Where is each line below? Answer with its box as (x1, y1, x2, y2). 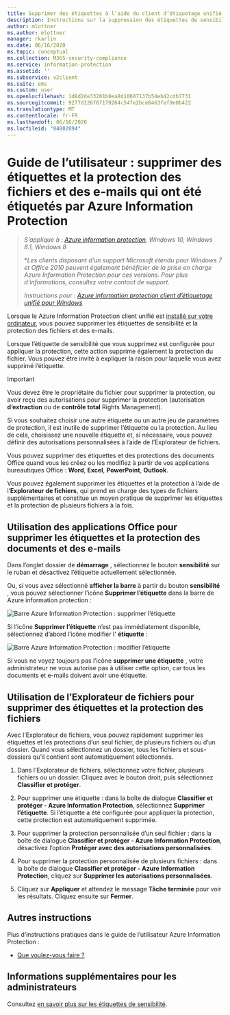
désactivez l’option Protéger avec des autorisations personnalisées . (16, 843, 213, 852)
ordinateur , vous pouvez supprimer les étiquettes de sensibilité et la (7, 319, 199, 328)
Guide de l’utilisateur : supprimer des (7, 155, 222, 170)
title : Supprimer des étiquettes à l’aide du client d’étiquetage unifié (7, 10, 222, 17)
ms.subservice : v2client (7, 73, 78, 81)
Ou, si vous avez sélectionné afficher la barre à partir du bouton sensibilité (7, 582, 220, 590)
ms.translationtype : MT (7, 106, 75, 113)
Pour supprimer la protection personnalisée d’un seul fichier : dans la (16, 829, 212, 837)
